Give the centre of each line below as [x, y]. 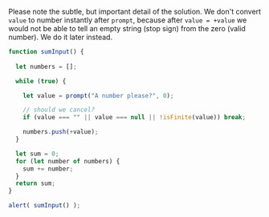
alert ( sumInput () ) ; [45, 206]
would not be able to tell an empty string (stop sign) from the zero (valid [127, 28]
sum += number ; [48, 169]
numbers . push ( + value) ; [61, 132]
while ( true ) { [41, 81]
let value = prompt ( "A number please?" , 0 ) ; [98, 95]
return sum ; [36, 183]
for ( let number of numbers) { [68, 161]
